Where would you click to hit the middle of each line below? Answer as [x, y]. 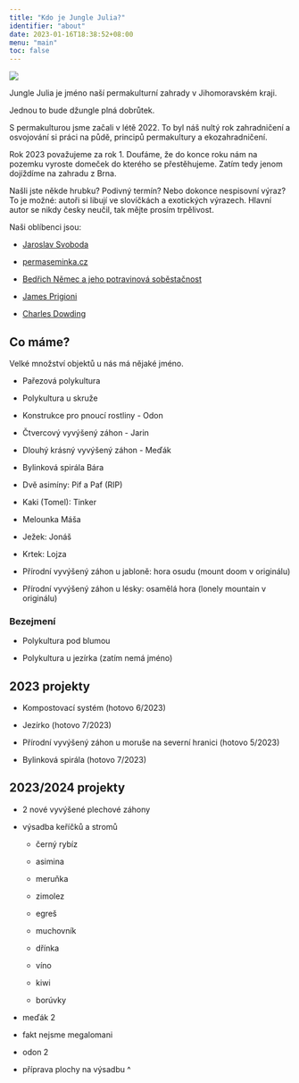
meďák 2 [39, 1017]
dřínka [47, 948]
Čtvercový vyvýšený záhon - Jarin [86, 432]
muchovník [56, 930]
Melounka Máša [52, 519]
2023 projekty [50, 686]
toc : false [29, 51]
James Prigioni [50, 297]
